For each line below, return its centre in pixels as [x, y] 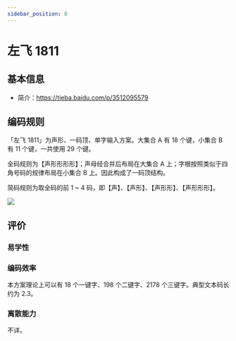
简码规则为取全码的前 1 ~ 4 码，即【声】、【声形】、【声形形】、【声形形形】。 [113, 188]
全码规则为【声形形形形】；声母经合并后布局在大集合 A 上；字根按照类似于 [114, 164]
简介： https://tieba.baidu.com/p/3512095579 [83, 97]
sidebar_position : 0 [38, 14]
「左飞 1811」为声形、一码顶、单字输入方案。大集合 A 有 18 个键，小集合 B [115, 140]
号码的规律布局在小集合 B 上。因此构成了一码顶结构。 [91, 173]
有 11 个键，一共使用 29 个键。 [51, 149]
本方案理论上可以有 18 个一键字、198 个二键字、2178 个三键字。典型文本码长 [118, 285]
